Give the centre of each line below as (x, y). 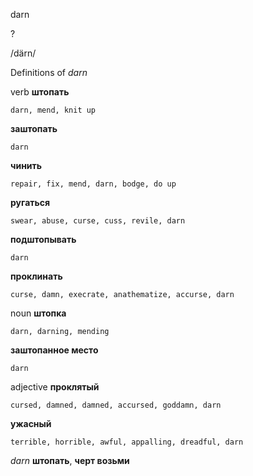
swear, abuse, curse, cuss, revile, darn (98, 221)
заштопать (34, 128)
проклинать (36, 276)
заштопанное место (54, 350)
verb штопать (40, 92)
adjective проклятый (55, 387)
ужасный (31, 423)
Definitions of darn (49, 72)
